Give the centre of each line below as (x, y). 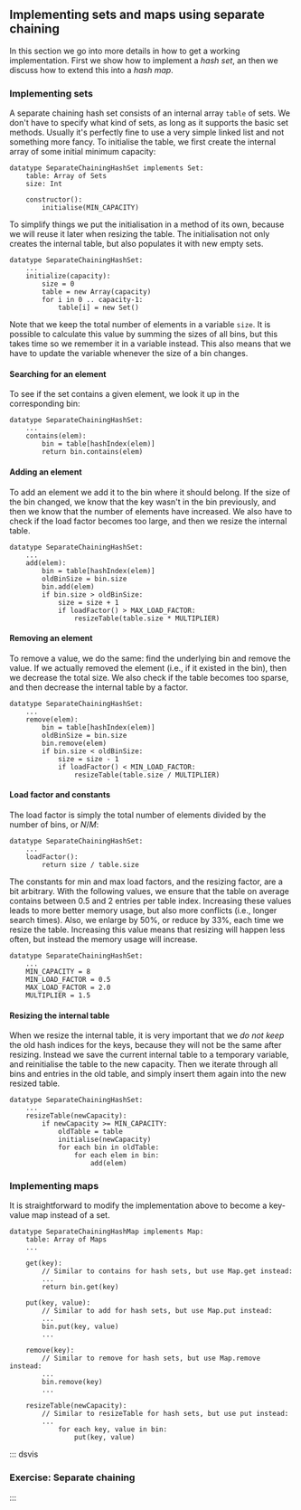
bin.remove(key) (72, 1383)
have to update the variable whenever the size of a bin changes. (129, 354)
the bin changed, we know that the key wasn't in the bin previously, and (143, 502)
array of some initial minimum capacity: (83, 152)
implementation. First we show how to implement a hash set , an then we (144, 60)
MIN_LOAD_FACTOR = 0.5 (68, 979)
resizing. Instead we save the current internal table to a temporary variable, (149, 1055)
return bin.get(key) (80, 1288)
